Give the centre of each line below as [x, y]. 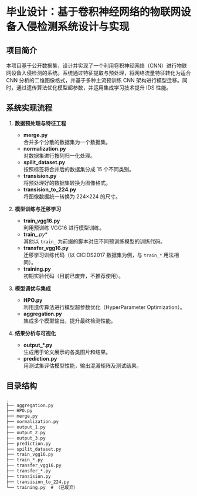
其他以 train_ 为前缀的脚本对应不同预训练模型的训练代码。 [94, 241]
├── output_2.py [26, 432]
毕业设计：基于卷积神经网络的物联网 [94, 12]
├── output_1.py [26, 427]
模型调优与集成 [33, 288]
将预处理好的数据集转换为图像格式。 [67, 182]
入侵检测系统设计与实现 [73, 27]
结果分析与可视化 [35, 333]
